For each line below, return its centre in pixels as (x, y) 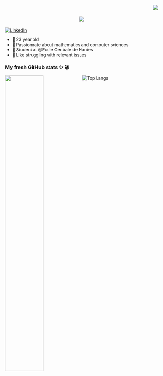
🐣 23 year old (25, 39)
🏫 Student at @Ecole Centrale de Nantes (52, 49)
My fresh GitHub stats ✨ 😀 (37, 67)
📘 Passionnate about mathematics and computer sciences (70, 44)
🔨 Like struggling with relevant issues (49, 55)
